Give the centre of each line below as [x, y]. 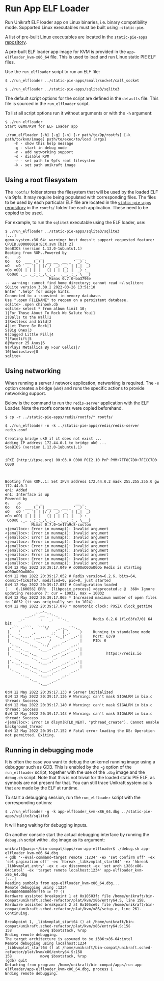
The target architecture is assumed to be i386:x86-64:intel [69, 939]
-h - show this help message [44, 143]
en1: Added [16, 490]
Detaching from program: [30, 965]
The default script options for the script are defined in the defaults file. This [82, 98]
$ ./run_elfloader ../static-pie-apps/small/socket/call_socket [72, 81]
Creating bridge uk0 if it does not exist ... [54, 438]
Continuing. [17, 913]
